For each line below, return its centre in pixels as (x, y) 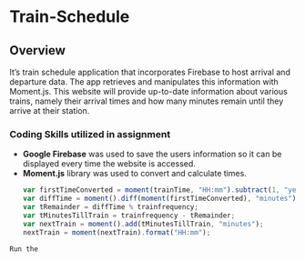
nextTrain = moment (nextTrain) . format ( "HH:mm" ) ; (117, 232)
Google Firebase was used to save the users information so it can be (152, 154)
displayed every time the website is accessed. (109, 164)
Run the (24, 249)
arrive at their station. (50, 110)
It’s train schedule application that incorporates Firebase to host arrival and (150, 72)
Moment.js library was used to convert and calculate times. (135, 174)
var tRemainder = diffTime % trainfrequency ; (110, 207)
